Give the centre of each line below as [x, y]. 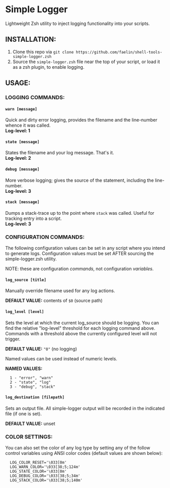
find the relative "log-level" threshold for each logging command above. [80, 328]
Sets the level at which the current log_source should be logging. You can [82, 323]
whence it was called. [28, 125]
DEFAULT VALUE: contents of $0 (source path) [54, 301]
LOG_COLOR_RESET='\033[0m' [38, 463]
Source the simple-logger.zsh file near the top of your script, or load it [86, 62]
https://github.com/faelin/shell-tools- [119, 52]
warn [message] [21, 109]
